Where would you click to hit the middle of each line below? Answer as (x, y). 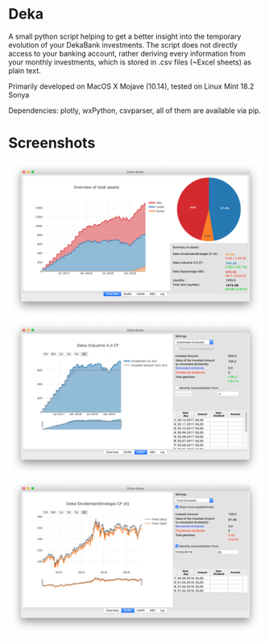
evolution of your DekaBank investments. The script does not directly (123, 44)
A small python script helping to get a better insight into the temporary (125, 36)
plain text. (25, 70)
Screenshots (52, 143)
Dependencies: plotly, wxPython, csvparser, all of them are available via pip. (135, 110)
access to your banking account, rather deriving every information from (127, 53)
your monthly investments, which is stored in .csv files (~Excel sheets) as (130, 62)
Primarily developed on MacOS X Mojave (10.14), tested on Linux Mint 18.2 (131, 86)
